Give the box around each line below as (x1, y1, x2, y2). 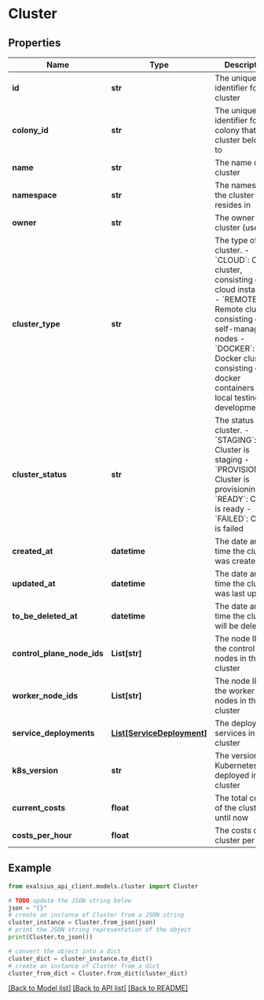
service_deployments (12, 728, 95, 738)
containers (214, 382, 255, 393)
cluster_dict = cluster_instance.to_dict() (8, 954, 153, 962)
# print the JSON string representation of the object (8, 926, 192, 934)
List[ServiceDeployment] (111, 728, 207, 738)
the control (214, 643, 255, 654)
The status (214, 415, 255, 426)
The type (214, 235, 248, 245)
